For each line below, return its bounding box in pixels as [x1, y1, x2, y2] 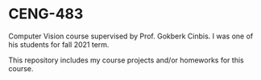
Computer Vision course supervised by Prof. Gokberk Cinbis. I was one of [8, 31, 254, 41]
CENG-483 [8, 5, 84, 23]
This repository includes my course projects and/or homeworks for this [8, 55, 244, 65]
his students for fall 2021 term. [8, 39, 110, 49]
